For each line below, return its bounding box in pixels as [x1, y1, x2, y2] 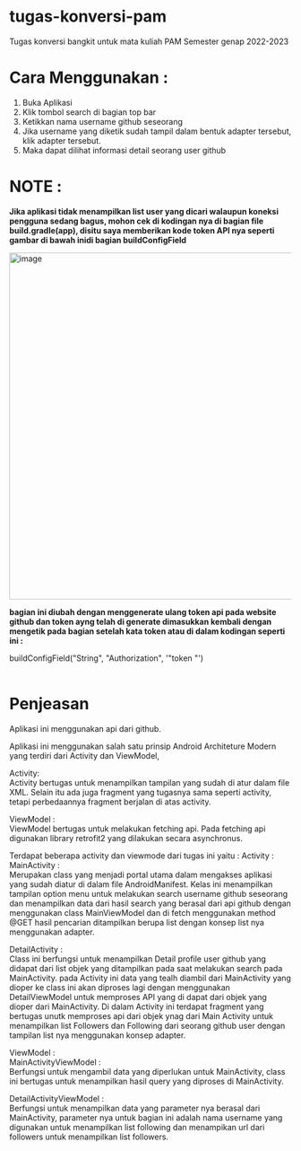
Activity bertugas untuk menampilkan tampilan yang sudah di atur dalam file [9, 777, 290, 787]
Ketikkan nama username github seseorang [21, 116, 184, 127]
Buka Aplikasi [21, 97, 73, 108]
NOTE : [9, 177, 63, 197]
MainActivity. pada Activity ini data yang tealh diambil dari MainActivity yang [9, 972, 291, 983]
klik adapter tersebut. [21, 135, 101, 145]
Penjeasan [9, 694, 90, 714]
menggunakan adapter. [9, 927, 95, 937]
